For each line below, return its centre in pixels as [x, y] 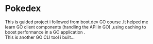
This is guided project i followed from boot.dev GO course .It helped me [77, 22]
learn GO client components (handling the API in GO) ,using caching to [76, 27]
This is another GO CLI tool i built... [40, 37]
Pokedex [23, 8]
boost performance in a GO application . [45, 32]
